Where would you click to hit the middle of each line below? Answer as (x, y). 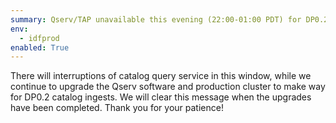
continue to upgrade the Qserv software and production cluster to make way (168, 87)
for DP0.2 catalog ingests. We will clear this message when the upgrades (161, 97)
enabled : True (40, 47)
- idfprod (39, 38)
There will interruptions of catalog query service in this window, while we (161, 76)
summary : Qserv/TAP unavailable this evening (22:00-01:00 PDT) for (156, 19)
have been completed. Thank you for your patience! (117, 108)
